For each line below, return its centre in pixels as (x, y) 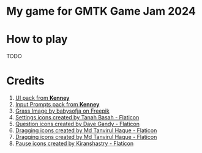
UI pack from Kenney (42, 98)
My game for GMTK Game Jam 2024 (101, 11)
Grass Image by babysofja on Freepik (62, 111)
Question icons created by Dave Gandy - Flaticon (77, 124)
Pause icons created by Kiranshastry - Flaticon (74, 144)
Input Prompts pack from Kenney (57, 105)
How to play (37, 39)
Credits (25, 81)
